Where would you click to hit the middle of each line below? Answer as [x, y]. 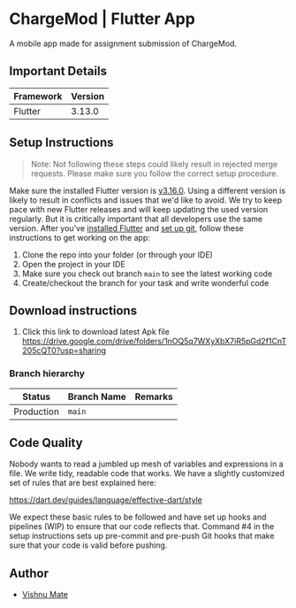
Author [29, 573]
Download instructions [73, 310]
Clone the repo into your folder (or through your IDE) [118, 254]
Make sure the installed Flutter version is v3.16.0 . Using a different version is [147, 190]
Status [36, 396]
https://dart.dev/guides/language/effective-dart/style [106, 500]
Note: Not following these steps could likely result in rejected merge [154, 164]
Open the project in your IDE [73, 264]
